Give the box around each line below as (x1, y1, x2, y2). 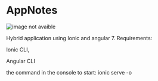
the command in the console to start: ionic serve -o (6, 69, 132, 76)
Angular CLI (6, 57, 36, 64)
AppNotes (6, 4, 58, 17)
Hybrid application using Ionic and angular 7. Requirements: (6, 34, 153, 41)
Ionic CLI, (6, 46, 30, 53)
